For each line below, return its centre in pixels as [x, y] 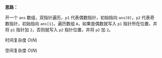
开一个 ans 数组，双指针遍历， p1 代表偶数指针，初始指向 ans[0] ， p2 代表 [78, 18]
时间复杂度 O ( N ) [21, 40]
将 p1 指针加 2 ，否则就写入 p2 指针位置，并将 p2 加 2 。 [59, 30]
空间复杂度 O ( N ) [21, 50]
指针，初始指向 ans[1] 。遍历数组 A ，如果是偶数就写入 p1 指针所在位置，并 [83, 24]
